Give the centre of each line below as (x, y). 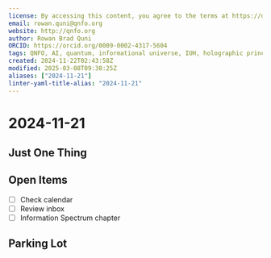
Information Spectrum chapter (70, 218)
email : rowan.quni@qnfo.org (56, 23)
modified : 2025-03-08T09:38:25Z (63, 69)
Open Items (38, 180)
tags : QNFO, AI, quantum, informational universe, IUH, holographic (126, 53)
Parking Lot (38, 244)
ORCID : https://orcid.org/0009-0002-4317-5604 (88, 46)
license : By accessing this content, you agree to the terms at (119, 16)
